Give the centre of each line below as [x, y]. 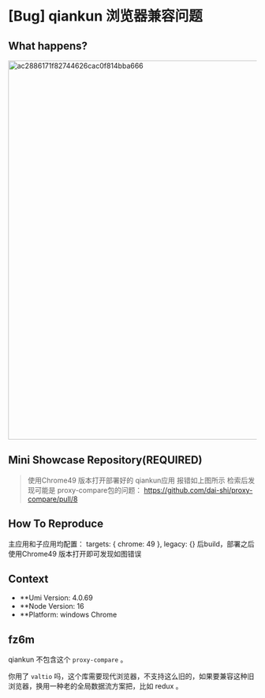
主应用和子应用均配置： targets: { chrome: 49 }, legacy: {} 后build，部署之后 [131, 544]
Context [28, 579]
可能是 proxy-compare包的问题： [88, 490]
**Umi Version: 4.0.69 [56, 598]
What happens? [48, 45]
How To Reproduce [56, 524]
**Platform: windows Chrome [68, 615]
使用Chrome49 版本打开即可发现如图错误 [75, 554]
